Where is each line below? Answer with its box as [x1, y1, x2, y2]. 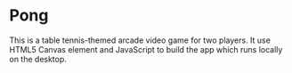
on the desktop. [9, 53, 67, 64]
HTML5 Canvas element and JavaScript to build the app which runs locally [9, 44, 283, 54]
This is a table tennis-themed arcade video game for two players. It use [9, 35, 272, 45]
